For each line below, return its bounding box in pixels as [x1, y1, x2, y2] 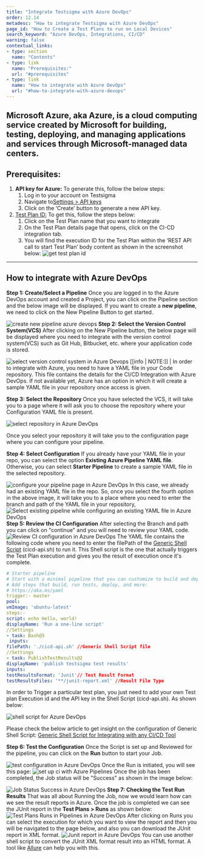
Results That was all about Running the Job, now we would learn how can [6, 793, 192, 800]
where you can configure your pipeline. [6, 438, 105, 445]
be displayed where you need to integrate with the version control [6, 333, 171, 340]
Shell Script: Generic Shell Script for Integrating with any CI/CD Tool [6, 731, 176, 739]
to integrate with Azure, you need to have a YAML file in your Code [6, 364, 173, 371]
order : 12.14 [6, 15, 39, 21]
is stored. [6, 346, 30, 353]
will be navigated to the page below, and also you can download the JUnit [6, 825, 191, 832]
